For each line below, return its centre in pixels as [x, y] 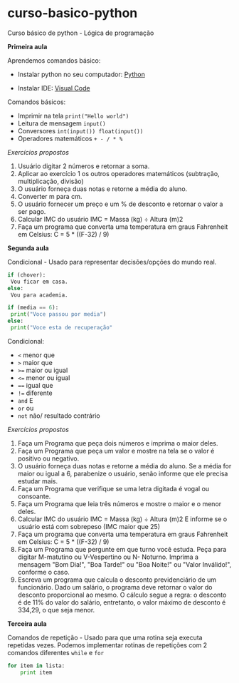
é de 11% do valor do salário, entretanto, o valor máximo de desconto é [122, 602]
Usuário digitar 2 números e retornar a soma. [84, 166]
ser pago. [32, 211]
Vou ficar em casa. [39, 282]
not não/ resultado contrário [59, 416]
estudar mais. [38, 481]
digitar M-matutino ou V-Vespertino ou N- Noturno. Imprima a [108, 557]
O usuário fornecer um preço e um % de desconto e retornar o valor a [120, 204]
